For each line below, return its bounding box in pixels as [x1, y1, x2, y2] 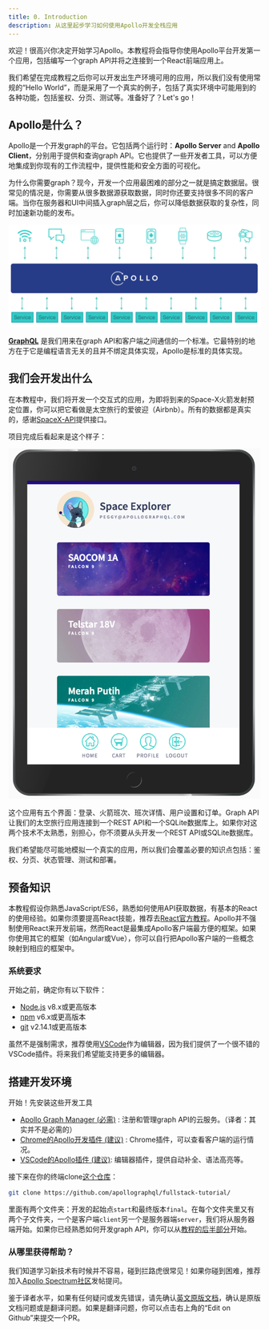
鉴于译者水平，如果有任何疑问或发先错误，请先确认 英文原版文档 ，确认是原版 [8, 1293, 261, 1303]
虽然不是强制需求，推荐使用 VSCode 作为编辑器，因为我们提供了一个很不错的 [8, 1039, 260, 1049]
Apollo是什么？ [8, 118, 84, 131]
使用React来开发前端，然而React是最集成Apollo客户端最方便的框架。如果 [14, 923, 256, 933]
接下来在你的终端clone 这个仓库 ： [8, 1172, 118, 1182]
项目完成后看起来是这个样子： [8, 431, 106, 441]
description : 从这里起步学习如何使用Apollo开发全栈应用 [8, 21, 179, 30]
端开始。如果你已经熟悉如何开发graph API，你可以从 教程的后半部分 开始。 [8, 1224, 251, 1234]
